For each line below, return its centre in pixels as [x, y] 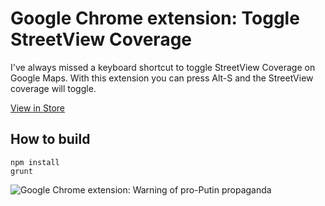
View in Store [37, 108]
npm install [35, 162]
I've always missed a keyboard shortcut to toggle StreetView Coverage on [163, 67]
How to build [50, 139]
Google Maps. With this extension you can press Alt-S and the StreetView [162, 78]
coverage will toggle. [53, 88]
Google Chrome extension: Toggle [155, 18]
